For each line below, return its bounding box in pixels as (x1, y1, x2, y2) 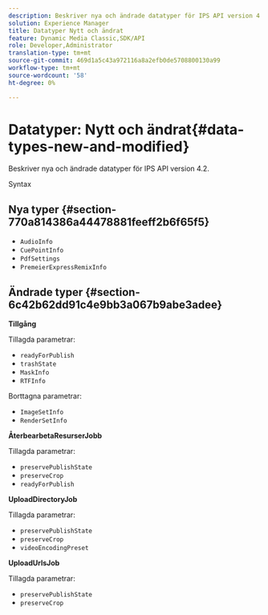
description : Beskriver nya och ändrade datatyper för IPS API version (8, 11, 253, 20)
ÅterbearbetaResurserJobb (8, 431, 103, 441)
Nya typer (8, 202, 59, 216)
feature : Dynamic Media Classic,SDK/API (8, 34, 146, 42)
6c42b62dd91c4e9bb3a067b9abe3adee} (8, 297, 223, 311)
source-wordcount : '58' (8, 71, 88, 79)
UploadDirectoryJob (8, 495, 78, 504)
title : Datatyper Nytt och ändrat (8, 26, 124, 34)
